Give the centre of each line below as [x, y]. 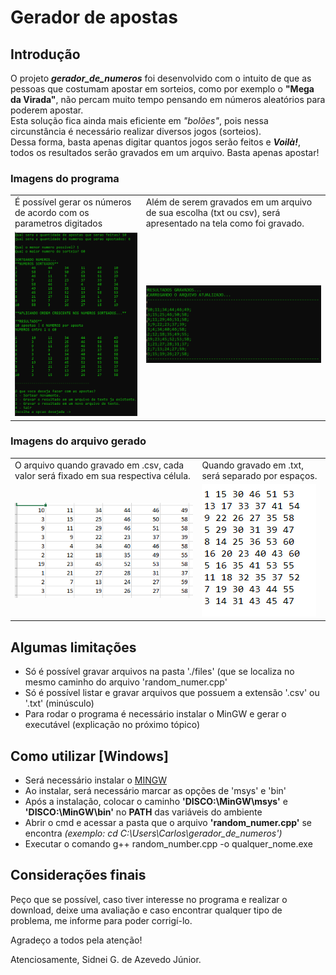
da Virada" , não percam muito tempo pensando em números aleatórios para [168, 99]
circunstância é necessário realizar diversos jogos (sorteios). [136, 131]
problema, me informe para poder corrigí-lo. [101, 920]
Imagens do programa [65, 178]
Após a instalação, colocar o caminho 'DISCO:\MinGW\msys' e [156, 801]
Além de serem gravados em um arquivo [229, 202]
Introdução [45, 54]
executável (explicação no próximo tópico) [112, 725]
